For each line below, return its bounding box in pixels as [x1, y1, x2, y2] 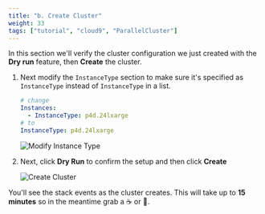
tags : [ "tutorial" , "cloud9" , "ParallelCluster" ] [8, 26, 178, 34]
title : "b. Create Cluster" [8, 11, 103, 20]
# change [19, 97, 50, 105]
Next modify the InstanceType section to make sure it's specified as [19, 73, 243, 83]
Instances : [19, 104, 57, 112]
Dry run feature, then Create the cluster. [8, 57, 142, 67]
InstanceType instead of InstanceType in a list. [19, 81, 171, 91]
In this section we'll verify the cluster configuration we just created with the [8, 49, 257, 59]
